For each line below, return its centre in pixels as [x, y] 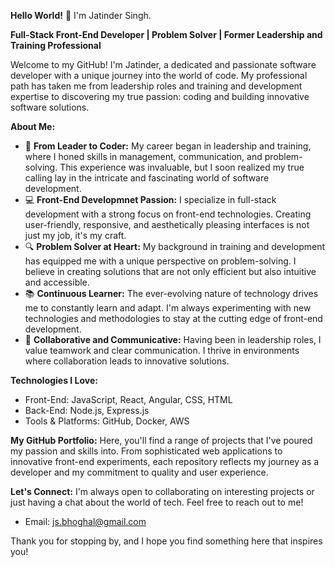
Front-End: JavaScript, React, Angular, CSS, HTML [128, 399]
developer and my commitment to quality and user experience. [139, 472]
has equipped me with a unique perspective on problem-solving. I [160, 261]
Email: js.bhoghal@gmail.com [85, 521]
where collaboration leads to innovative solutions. [127, 361]
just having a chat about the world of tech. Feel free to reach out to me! [157, 502]
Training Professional [56, 45]
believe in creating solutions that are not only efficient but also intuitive [170, 271]
